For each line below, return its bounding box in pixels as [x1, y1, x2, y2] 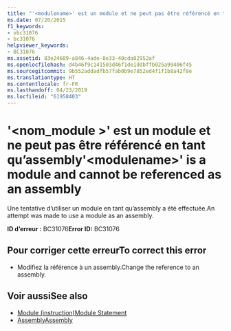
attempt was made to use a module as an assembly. [7, 211, 154, 220]
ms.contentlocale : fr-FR [7, 81, 78, 87]
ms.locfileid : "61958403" [7, 94, 81, 100]
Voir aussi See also [7, 290, 88, 302]
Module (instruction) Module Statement [16, 308, 127, 317]
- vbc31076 [7, 29, 38, 36]
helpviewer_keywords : [7, 42, 69, 49]
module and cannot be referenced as [7, 167, 222, 182]
